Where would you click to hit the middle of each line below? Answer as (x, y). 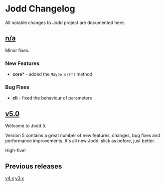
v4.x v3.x (14, 178)
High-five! (15, 150)
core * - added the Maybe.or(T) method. (53, 74)
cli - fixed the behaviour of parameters (52, 98)
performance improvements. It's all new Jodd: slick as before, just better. (80, 141)
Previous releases (34, 166)
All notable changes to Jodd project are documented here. (65, 22)
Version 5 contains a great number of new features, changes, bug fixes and (83, 135)
